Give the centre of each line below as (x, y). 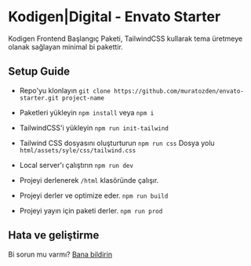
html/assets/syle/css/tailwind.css (78, 150)
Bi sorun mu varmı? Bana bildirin (60, 254)
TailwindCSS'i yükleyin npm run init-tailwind (94, 128)
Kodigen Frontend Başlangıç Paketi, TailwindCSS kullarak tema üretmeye (125, 38)
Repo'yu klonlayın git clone (65, 90)
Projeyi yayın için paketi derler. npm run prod (91, 210)
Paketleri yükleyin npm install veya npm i (87, 112)
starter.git (39, 98)
